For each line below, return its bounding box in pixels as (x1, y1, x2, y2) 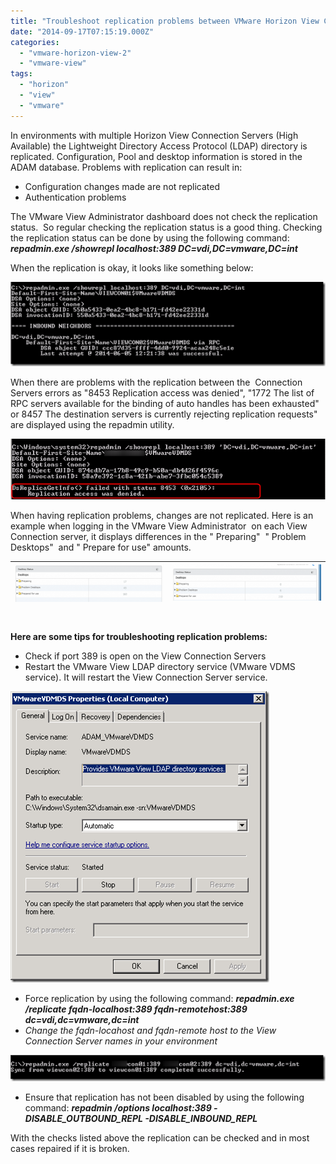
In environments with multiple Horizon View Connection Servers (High (10, 129, 299, 141)
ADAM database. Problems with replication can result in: (10, 161, 243, 173)
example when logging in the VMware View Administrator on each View (10, 520, 308, 532)
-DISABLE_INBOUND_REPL (144, 1113, 258, 1125)
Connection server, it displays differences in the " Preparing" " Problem (10, 531, 307, 543)
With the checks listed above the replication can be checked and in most (10, 1132, 310, 1144)
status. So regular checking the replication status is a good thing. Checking (10, 221, 323, 233)
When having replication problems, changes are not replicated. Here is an (10, 510, 314, 522)
